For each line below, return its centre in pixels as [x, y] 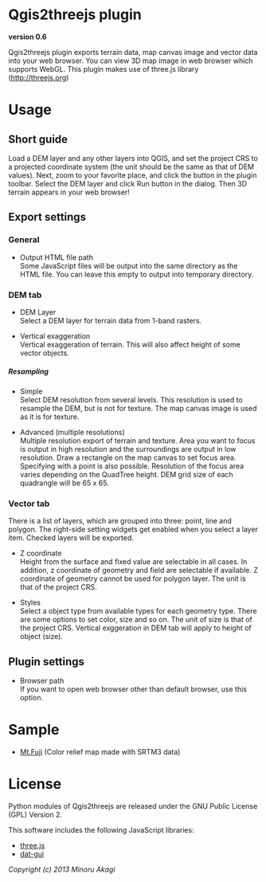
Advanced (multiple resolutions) [72, 432]
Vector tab [29, 504]
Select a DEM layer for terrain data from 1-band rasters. [111, 320]
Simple [31, 391]
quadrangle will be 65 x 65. [64, 483]
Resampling [29, 371]
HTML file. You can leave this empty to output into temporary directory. [137, 274]
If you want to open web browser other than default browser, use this [133, 689]
